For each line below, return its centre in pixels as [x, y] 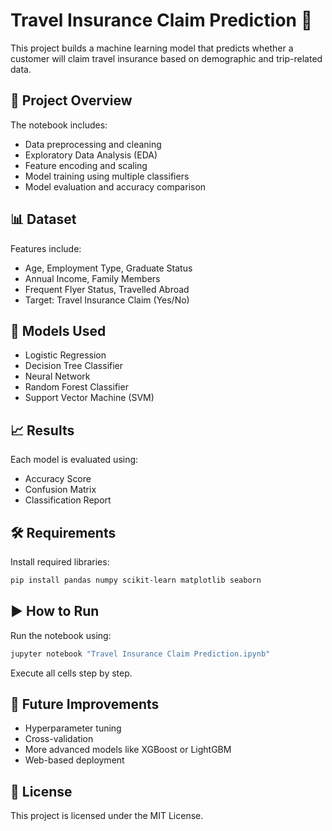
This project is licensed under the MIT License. [107, 816]
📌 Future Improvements [85, 704]
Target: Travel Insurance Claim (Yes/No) [107, 300]
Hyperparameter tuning [73, 728]
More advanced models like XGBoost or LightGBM [128, 750]
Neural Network [57, 376]
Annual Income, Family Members [92, 278]
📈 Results [42, 430]
